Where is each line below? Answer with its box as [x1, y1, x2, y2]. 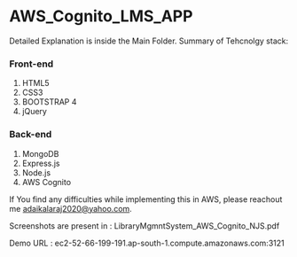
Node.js [21, 167, 51, 178]
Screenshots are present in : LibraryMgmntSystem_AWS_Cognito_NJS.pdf [9, 220, 280, 231]
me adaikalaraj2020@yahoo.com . [9, 203, 133, 214]
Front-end [9, 58, 54, 70]
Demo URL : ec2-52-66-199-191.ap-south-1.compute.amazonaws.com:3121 [9, 238, 285, 248]
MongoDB [21, 148, 59, 159]
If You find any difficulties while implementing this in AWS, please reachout [9, 193, 283, 205]
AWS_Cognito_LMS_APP [9, 6, 193, 27]
